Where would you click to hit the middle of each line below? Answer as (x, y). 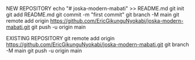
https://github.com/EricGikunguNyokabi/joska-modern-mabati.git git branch (97, 44)
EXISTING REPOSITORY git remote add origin (60, 38)
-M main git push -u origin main (44, 51)
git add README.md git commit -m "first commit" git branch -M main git (93, 15)
